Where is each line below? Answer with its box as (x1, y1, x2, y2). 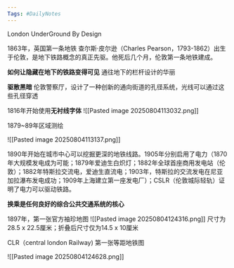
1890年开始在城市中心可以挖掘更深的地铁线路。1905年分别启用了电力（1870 (7, 149, 228, 158)
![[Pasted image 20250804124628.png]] (7, 252, 124, 260)
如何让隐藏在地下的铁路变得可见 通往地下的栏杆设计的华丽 (7, 67, 176, 76)
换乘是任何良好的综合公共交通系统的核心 (7, 199, 124, 208)
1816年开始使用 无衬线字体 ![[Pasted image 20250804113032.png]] (7, 106, 199, 114)
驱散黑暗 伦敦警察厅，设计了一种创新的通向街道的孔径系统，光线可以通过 (7, 82, 219, 91)
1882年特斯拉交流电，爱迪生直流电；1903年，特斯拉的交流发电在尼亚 (22, 167, 223, 175)
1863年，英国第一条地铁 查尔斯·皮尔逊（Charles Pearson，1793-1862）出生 (7, 43, 226, 53)
